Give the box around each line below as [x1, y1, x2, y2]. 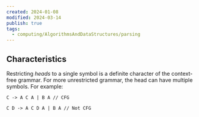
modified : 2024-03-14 [6, 15, 62, 21]
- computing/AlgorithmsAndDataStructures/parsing [12, 32, 140, 38]
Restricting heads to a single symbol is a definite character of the [6, 70, 170, 77]
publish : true [6, 20, 43, 26]
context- [171, 70, 194, 77]
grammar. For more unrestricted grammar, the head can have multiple [18, 76, 194, 84]
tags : [6, 25, 20, 32]
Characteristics [6, 54, 67, 64]
